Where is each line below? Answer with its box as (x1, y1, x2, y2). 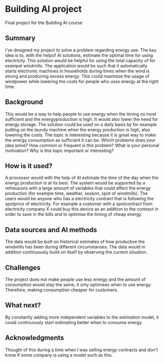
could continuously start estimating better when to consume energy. (5, 319, 143, 325)
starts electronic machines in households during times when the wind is (5, 68, 150, 74)
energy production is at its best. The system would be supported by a (5, 180, 145, 186)
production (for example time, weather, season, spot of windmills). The (5, 190, 148, 196)
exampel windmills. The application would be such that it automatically (5, 62, 148, 68)
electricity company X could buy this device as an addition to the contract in (5, 206, 159, 212)
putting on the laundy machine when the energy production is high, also (5, 126, 150, 132)
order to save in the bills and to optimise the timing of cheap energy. (5, 212, 143, 217)
